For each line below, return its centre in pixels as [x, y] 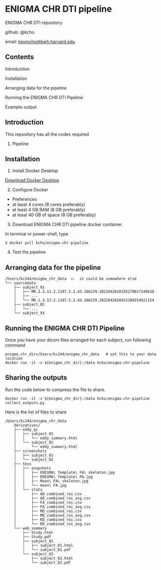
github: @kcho [20, 32]
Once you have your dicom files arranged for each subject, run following [78, 340]
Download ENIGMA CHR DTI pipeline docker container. [68, 225]
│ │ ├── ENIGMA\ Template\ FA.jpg [53, 477]
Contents [20, 57]
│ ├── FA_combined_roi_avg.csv [52, 507]
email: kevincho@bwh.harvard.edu [40, 41]
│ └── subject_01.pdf [47, 550]
